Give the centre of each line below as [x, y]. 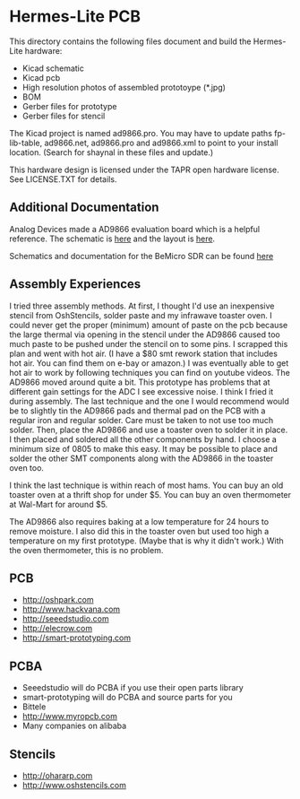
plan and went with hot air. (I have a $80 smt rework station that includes [143, 353]
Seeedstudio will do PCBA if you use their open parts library [133, 688]
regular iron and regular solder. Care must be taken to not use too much [141, 420]
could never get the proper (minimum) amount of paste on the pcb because [149, 325]
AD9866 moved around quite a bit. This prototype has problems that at [140, 382]
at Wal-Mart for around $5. [59, 504]
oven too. [27, 467]
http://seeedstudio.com [65, 619]
